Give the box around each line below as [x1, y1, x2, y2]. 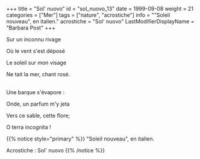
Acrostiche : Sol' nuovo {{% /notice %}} [6, 147, 105, 154]
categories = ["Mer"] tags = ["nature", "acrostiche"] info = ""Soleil [6, 11, 170, 19]
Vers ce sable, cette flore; [6, 112, 70, 119]
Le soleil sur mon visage [6, 59, 67, 66]
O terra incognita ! [6, 124, 51, 131]
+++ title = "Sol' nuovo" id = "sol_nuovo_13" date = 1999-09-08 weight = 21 [6, 5, 194, 12]
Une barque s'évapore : [6, 89, 65, 95]
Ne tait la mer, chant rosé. [6, 71, 70, 77]
